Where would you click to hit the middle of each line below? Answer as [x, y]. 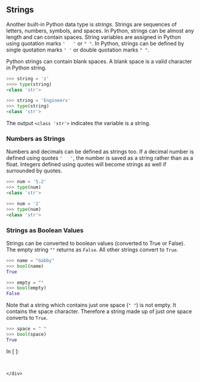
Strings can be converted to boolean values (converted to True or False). [96, 243]
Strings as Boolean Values [45, 230]
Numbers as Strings [36, 138]
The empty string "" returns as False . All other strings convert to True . [92, 249]
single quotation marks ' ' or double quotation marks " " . [78, 50]
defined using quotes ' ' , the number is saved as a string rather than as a [100, 158]
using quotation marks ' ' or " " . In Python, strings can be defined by [95, 43]
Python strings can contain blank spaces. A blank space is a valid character [99, 61]
